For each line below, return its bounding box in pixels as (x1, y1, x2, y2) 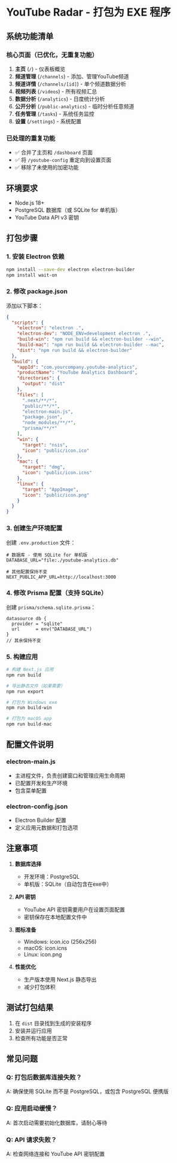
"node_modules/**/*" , (22, 420, 77, 426)
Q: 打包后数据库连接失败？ (6, 1073, 82, 1082)
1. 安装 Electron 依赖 (6, 253, 65, 261)
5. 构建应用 (6, 652, 38, 661)
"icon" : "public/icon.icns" (22, 470, 93, 476)
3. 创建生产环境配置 (6, 524, 63, 533)
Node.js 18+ (14, 199, 45, 207)
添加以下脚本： (6, 302, 43, 309)
